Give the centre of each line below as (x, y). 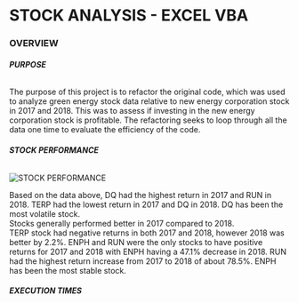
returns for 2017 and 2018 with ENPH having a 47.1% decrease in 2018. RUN (148, 251)
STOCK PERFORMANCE (54, 150)
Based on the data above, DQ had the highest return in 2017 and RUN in (141, 195)
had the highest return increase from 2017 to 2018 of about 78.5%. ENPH (143, 261)
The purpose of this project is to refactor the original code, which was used (148, 92)
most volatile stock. (45, 213)
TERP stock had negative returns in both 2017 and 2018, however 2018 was (147, 233)
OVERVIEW (34, 44)
